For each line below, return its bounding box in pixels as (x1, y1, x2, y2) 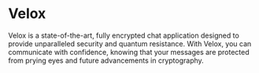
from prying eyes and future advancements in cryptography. (8, 56, 205, 65)
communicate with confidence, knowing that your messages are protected (8, 47, 250, 57)
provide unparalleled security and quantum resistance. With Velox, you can (8, 38, 252, 48)
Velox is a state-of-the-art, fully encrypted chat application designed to (8, 31, 240, 40)
